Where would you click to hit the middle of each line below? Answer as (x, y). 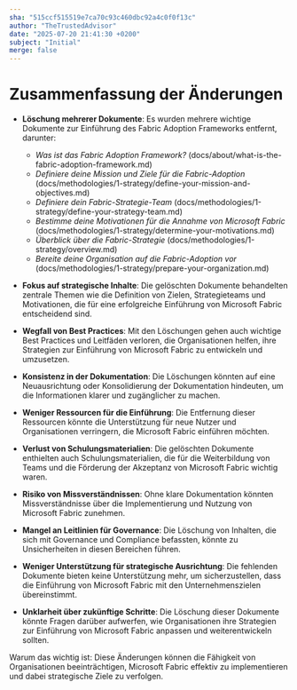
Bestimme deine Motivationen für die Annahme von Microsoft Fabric (160, 221)
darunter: (39, 138)
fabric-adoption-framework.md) (94, 164)
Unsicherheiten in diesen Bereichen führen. (102, 549)
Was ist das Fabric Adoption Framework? (111, 155)
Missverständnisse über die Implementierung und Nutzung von (137, 504)
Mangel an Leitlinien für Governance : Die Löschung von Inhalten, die (149, 530)
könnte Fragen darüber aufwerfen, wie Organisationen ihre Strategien (149, 622)
